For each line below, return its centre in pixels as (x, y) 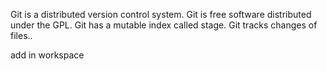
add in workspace (47, 55)
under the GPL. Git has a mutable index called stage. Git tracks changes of (164, 25)
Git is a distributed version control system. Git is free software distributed (161, 14)
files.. (21, 35)
